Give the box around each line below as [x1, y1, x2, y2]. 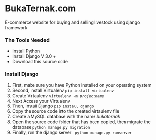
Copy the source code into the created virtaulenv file [12, 108, 120, 114]
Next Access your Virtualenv [12, 98, 70, 104]
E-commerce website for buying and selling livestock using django [5, 19, 140, 25]
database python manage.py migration [12, 124, 90, 130]
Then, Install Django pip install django [12, 103, 94, 109]
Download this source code [12, 59, 68, 65]
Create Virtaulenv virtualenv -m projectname [12, 92, 104, 99]
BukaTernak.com [5, 3, 76, 14]
